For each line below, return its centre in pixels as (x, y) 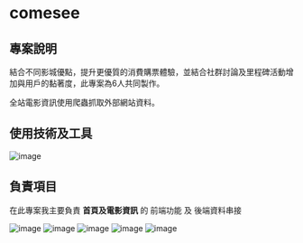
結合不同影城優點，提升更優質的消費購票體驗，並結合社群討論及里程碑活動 (147, 72)
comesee (45, 13)
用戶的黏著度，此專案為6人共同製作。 (95, 83)
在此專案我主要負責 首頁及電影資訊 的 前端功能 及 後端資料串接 (125, 210)
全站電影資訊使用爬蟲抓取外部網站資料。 (84, 103)
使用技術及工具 (51, 134)
